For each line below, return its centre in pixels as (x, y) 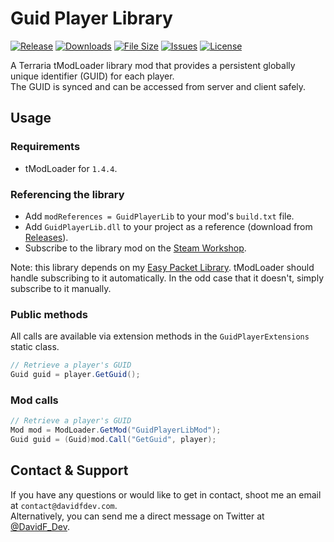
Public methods (49, 314)
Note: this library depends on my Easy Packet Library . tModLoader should (162, 267)
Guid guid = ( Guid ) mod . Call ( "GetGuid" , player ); (113, 440)
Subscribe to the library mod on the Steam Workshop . (135, 248)
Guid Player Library (91, 18)
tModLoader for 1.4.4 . (71, 168)
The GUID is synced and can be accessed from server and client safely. (158, 86)
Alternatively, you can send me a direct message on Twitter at (137, 516)
